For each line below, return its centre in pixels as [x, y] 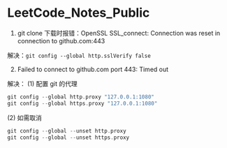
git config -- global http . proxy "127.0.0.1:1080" [81, 97]
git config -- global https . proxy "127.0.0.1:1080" [82, 103]
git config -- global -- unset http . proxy [67, 131]
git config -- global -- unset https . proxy [68, 138]
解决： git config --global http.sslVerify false [79, 55]
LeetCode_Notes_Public [79, 13]
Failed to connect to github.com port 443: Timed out [93, 69]
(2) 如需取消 [24, 117]
